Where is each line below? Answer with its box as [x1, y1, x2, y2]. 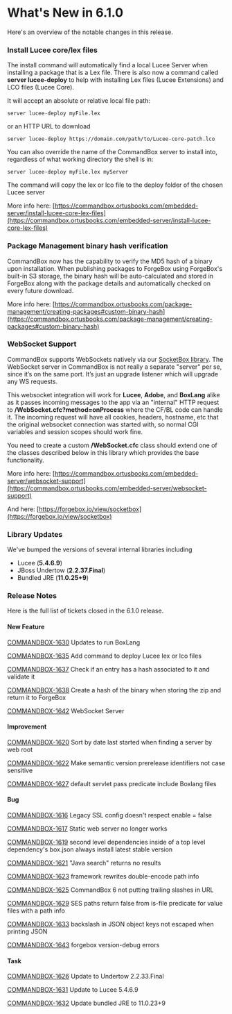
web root [7, 745, 33, 754]
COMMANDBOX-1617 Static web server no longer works [7, 824, 168, 833]
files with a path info [7, 906, 66, 915]
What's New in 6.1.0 [7, 5, 123, 21]
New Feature [7, 623, 45, 631]
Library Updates [7, 529, 63, 539]
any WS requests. [7, 377, 57, 385]
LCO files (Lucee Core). [7, 83, 75, 92]
